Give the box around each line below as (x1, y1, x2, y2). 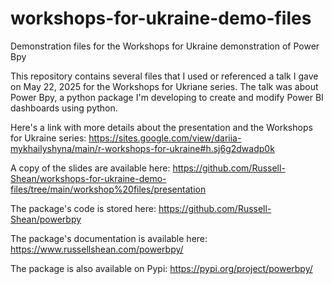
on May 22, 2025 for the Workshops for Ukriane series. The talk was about (10, 80, 319, 92)
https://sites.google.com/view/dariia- (88, 132, 242, 144)
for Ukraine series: (10, 132, 87, 144)
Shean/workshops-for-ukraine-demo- (10, 172, 167, 184)
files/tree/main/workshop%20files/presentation (10, 183, 207, 195)
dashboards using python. (10, 102, 118, 114)
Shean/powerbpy (10, 213, 82, 225)
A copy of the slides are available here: (10, 162, 171, 174)
